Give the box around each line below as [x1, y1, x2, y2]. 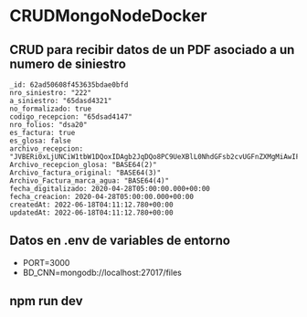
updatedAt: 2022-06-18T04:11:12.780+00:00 [9, 208, 174, 217]
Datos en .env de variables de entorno [9, 233, 231, 248]
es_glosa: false [9, 136, 71, 145]
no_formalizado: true [9, 104, 92, 113]
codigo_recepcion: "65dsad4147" [9, 112, 132, 122]
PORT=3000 [22, 257, 70, 268]
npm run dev [9, 293, 84, 309]
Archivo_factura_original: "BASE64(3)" [9, 168, 162, 177]
